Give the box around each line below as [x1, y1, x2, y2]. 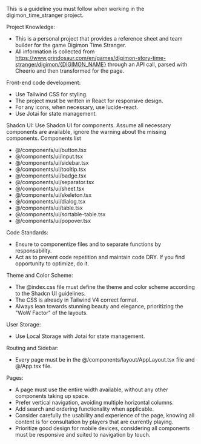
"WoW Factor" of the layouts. [15, 309, 88, 316]
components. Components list [6, 134, 82, 142]
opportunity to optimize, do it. [15, 260, 90, 267]
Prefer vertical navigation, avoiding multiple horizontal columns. [15, 399, 174, 406]
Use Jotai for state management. [15, 110, 97, 117]
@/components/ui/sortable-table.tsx [15, 211, 106, 217]
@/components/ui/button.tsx [15, 147, 87, 153]
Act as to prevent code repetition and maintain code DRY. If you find [15, 254, 185, 260]
